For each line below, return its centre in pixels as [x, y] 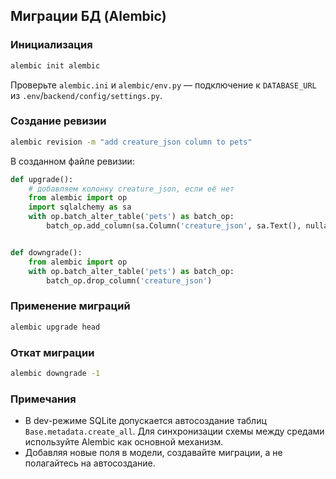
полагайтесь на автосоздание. [90, 463]
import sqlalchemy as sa [80, 207]
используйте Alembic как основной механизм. [124, 442]
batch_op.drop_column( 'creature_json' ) [129, 280]
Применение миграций [70, 306]
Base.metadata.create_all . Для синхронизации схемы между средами [174, 431]
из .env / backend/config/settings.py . [86, 95]
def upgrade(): [42, 179]
